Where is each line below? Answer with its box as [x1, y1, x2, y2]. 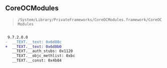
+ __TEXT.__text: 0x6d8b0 [5, 44, 62, 49]
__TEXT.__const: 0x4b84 [12, 58, 62, 63]
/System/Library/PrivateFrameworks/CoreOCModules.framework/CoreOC [17, 17, 162, 22]
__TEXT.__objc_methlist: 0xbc [12, 53, 75, 58]
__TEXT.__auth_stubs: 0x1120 [12, 48, 73, 54]
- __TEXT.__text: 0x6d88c [5, 39, 62, 44]
